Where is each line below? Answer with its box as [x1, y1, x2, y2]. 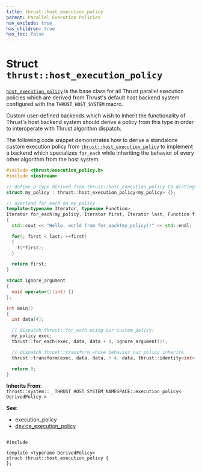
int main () [6, 305, 34, 311]
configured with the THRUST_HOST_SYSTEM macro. [6, 101, 123, 108]
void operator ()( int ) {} [11, 288, 74, 295]
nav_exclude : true [6, 20, 52, 26]
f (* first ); [17, 244, 44, 250]
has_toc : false [6, 31, 44, 37]
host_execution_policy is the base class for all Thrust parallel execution [6, 88, 184, 95]
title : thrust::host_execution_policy [6, 8, 103, 15]
